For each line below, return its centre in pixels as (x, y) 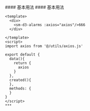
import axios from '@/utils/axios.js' (44, 46)
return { (22, 63)
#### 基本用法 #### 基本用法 (35, 7)
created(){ (20, 80)
